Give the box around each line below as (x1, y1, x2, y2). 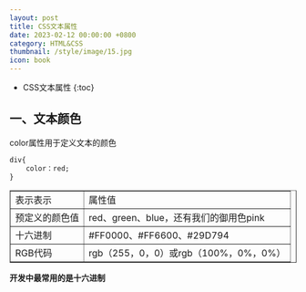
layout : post (9, 13, 59, 23)
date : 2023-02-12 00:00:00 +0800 (9, 30, 137, 39)
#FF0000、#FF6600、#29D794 (88, 229, 229, 242)
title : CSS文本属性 (9, 22, 78, 31)
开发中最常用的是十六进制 (9, 273, 106, 284)
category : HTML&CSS (9, 38, 84, 48)
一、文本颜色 (9, 111, 82, 127)
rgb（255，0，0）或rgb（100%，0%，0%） (88, 247, 286, 260)
